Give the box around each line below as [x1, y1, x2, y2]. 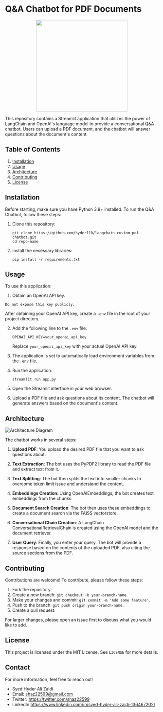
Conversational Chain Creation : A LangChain [12, 520, 104, 526]
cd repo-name [12, 239, 39, 244]
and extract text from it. [12, 466, 59, 472]
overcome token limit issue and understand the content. [12, 481, 124, 487]
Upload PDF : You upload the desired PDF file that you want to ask [12, 446, 144, 452]
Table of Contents [5, 145, 61, 154]
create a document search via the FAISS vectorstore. [12, 510, 118, 516]
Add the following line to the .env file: [12, 325, 87, 331]
